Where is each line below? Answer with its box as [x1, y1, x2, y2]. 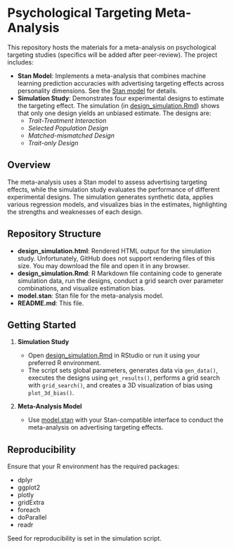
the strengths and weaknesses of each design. [7, 207, 143, 216]
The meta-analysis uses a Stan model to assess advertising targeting [7, 178, 207, 186]
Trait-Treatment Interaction [27, 116, 107, 124]
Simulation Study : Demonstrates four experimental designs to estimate [17, 93, 225, 102]
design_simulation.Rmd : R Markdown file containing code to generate [17, 269, 223, 277]
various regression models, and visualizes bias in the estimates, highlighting [7, 200, 227, 209]
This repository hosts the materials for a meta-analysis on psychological [7, 43, 216, 51]
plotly [17, 491, 34, 499]
